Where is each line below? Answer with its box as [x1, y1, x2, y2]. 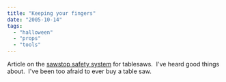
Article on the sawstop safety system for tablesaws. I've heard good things [7, 60, 220, 68]
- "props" [13, 35, 41, 42]
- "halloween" [13, 28, 53, 36]
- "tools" [13, 41, 41, 48]
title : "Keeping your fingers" [7, 9, 96, 17]
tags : [7, 22, 23, 29]
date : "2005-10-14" [7, 16, 63, 23]
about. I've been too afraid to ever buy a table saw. [7, 67, 152, 75]
